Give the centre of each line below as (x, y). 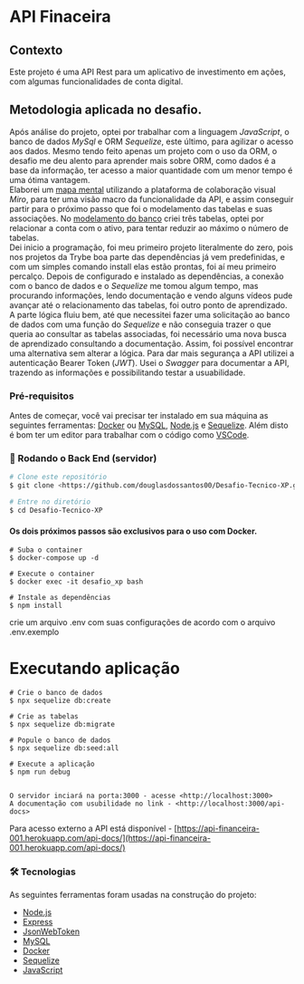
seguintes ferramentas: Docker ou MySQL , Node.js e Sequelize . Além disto (149, 425)
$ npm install (36, 606)
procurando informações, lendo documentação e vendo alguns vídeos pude (151, 295)
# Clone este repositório (58, 478)
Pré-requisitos (42, 396)
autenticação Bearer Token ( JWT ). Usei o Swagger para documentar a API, (149, 362)
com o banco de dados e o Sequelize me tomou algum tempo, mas (134, 285)
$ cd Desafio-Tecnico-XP (56, 511)
